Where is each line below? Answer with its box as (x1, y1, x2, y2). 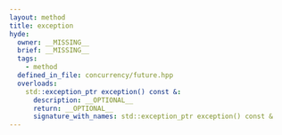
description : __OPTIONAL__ (32, 95, 134, 105)
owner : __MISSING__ (17, 37, 90, 47)
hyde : (9, 29, 29, 38)
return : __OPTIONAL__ (32, 104, 114, 113)
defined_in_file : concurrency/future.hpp (17, 71, 174, 80)
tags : (17, 54, 38, 63)
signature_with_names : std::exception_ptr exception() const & (32, 112, 274, 121)
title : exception (9, 21, 74, 30)
